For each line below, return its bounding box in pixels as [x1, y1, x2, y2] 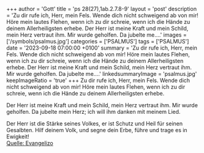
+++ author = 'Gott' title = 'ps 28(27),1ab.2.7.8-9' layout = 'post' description [6, 6, 197, 12]
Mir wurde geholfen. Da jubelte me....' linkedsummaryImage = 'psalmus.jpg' [6, 70, 197, 77]
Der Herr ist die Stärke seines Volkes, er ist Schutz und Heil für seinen [6, 120, 183, 127]
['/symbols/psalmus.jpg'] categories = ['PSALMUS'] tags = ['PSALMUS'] [6, 38, 189, 45]
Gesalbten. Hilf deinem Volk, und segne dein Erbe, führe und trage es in [6, 127, 188, 133]
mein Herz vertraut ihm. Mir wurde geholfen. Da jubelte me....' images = [6, 31, 187, 39]
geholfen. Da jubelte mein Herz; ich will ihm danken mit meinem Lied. [6, 108, 181, 115]
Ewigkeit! [6, 133, 29, 140]
